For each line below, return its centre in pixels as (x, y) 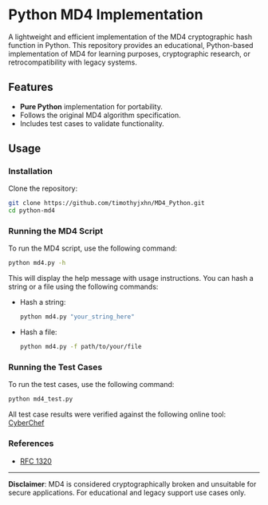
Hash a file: (38, 332)
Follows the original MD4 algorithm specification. (100, 115)
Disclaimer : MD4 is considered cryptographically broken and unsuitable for (132, 483)
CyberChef (27, 423)
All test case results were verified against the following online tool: (117, 414)
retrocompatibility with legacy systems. (73, 62)
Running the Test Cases (55, 367)
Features (31, 87)
